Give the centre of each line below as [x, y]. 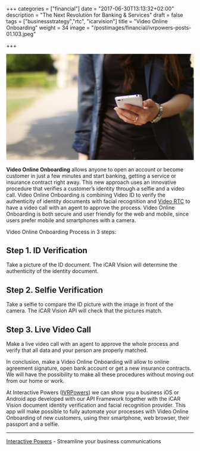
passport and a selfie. [33, 424]
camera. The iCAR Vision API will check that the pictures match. [84, 311]
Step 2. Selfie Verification [54, 290]
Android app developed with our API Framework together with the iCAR [93, 398]
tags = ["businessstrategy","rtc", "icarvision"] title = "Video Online [87, 21]
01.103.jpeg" [21, 34]
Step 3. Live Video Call [49, 329]
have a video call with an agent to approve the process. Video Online [90, 207]
